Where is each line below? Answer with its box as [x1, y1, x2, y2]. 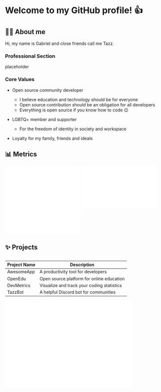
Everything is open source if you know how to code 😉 [19, 107, 129, 113]
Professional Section [5, 53, 56, 60]
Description [70, 262, 95, 268]
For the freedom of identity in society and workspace [19, 126, 127, 132]
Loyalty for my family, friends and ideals [12, 135, 93, 141]
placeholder [5, 64, 29, 70]
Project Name [7, 262, 36, 268]
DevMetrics [7, 282, 31, 288]
